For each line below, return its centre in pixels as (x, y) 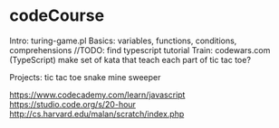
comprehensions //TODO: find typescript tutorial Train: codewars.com (140, 50)
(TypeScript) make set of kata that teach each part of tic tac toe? (130, 59)
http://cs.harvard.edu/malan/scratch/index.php (97, 114)
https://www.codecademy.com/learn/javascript (97, 95)
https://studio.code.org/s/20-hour (72, 104)
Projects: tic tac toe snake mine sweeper (85, 77)
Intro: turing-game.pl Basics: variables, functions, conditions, (123, 41)
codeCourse (57, 16)
